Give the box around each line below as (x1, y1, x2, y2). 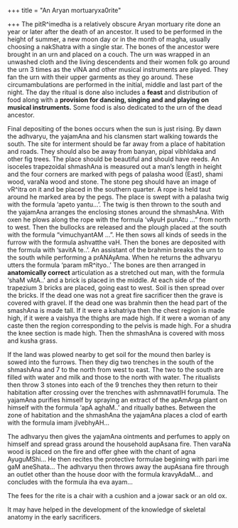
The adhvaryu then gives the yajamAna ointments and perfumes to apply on (7, 433, 230, 440)
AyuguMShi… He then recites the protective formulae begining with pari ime (7, 455, 229, 463)
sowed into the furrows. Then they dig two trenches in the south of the (7, 358, 215, 366)
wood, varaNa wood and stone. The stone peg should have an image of (7, 177, 217, 186)
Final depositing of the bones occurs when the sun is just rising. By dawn (7, 125, 222, 133)
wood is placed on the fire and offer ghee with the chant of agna (7, 447, 196, 455)
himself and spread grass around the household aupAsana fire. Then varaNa (7, 440, 231, 448)
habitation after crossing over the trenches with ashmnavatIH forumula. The (7, 388, 229, 396)
